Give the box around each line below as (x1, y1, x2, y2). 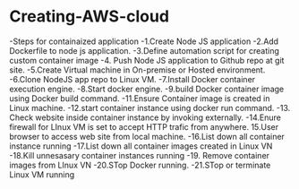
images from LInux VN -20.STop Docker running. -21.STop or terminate (9, 159, 271, 170)
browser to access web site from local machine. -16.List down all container (9, 131, 285, 142)
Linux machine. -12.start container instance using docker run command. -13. (9, 102, 291, 113)
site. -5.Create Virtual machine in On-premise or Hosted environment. (9, 64, 266, 75)
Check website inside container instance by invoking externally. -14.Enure (9, 112, 282, 123)
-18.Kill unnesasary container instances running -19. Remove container (9, 150, 270, 160)
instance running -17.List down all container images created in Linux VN (9, 141, 273, 151)
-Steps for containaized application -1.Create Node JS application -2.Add (9, 36, 279, 47)
